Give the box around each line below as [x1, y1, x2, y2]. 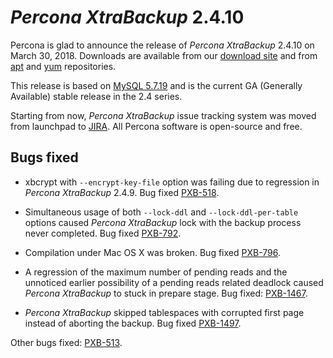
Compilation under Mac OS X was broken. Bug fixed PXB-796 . [24, 246, 281, 258]
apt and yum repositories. [10, 60, 117, 72]
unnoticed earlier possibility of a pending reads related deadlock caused [24, 276, 324, 288]
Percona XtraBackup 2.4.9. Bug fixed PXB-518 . [24, 186, 220, 198]
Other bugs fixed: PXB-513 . [10, 336, 123, 348]
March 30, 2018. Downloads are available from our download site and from [10, 49, 318, 61]
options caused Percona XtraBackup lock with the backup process [24, 216, 302, 228]
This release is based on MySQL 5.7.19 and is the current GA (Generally [10, 79, 303, 91]
